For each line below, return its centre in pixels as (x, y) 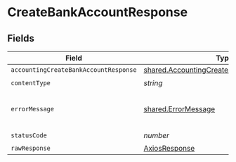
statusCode (29, 135)
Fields (21, 38)
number (157, 135)
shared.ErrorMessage (179, 109)
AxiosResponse (169, 148)
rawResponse (31, 148)
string (153, 83)
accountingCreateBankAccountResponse (74, 70)
